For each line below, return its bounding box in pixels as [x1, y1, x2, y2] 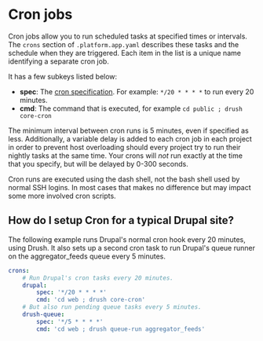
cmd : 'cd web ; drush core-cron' [36, 296, 146, 304]
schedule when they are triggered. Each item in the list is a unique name [8, 48, 242, 57]
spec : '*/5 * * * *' [36, 317, 104, 325]
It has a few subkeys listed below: [8, 71, 118, 81]
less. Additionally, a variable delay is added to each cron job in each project [8, 134, 253, 143]
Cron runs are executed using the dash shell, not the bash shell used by [8, 174, 240, 184]
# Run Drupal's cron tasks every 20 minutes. [22, 273, 174, 282]
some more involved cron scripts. [8, 191, 116, 200]
